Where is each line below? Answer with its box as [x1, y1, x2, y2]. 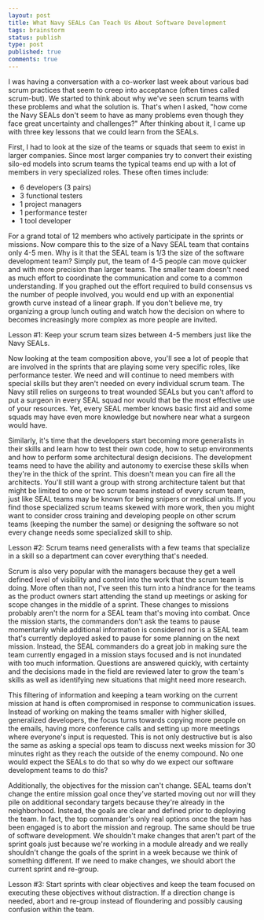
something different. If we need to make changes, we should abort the [8, 856, 236, 865]
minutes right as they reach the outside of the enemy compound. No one [8, 749, 244, 758]
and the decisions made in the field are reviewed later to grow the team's [8, 666, 244, 676]
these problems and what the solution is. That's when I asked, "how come [8, 101, 247, 111]
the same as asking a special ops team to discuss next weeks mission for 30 [8, 740, 255, 749]
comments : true [8, 56, 58, 64]
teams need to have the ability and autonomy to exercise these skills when [8, 461, 249, 470]
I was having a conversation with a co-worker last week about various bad [8, 76, 249, 86]
